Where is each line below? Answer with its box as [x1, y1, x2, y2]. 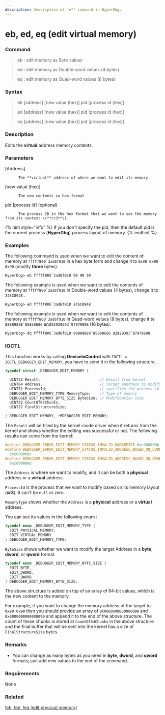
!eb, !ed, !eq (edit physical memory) [5, 705, 77, 711]
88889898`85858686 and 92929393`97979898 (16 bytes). [5, 321, 111, 327]
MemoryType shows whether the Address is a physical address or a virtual [5, 499, 152, 505]
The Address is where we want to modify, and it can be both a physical [5, 469, 148, 475]
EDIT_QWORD [9, 574, 32, 580]
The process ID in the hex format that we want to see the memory [18, 212, 157, 217]
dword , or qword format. [5, 551, 55, 557]
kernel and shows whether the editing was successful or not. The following [5, 428, 157, 434]
